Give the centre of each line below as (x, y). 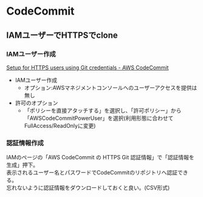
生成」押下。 (22, 165)
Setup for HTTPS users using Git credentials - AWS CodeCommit (88, 67)
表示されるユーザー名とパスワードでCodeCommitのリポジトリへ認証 (92, 173)
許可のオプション (36, 103)
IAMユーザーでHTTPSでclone (62, 35)
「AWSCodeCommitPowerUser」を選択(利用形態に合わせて (99, 118)
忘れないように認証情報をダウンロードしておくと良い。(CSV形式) (88, 188)
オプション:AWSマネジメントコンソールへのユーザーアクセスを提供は (111, 88)
